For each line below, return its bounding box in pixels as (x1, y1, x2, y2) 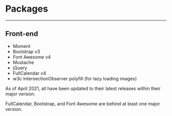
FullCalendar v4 (12, 70, 47, 76)
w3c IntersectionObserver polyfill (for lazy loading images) (12, 75, 137, 81)
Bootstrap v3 (12, 48, 40, 54)
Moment (12, 43, 31, 49)
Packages (5, 3, 49, 15)
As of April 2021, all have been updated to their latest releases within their (5, 85, 161, 92)
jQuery (12, 65, 27, 71)
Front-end (5, 30, 38, 38)
